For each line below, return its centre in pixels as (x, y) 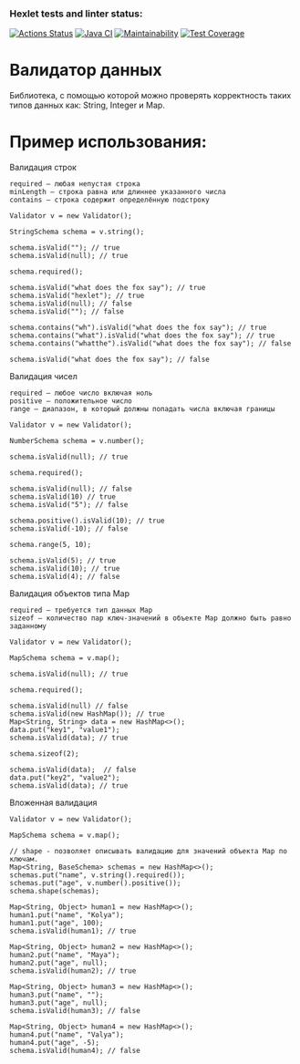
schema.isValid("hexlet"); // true (77, 296)
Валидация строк (43, 168)
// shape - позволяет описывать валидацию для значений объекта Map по (148, 852)
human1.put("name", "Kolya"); (67, 915)
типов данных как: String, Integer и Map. (88, 105)
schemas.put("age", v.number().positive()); (95, 883)
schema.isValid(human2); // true (73, 971)
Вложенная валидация (53, 803)
